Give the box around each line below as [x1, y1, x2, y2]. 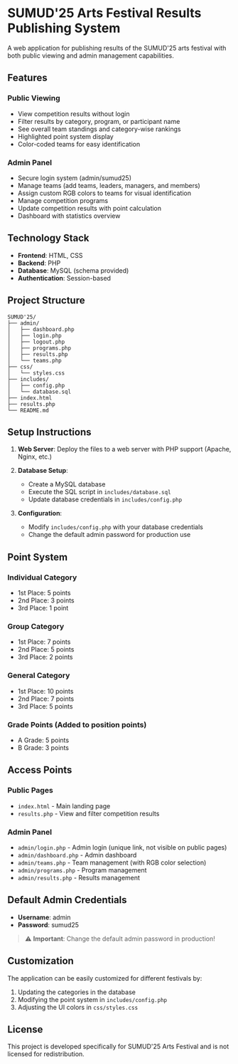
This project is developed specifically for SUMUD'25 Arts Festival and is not [7, 1042, 229, 1051]
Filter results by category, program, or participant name [17, 117, 180, 125]
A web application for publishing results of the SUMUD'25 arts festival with [7, 43, 227, 52]
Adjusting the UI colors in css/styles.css [17, 1003, 139, 1011]
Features [7, 72, 48, 84]
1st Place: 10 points [17, 687, 74, 695]
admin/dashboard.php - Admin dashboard [17, 850, 137, 859]
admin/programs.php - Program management [17, 865, 147, 874]
